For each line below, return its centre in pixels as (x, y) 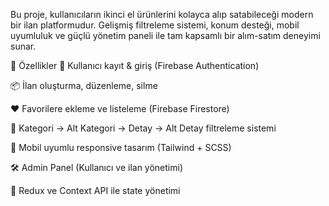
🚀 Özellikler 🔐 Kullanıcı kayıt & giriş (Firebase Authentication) (135, 65)
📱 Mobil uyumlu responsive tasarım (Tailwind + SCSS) (121, 147)
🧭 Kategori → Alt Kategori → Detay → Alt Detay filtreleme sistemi (143, 128)
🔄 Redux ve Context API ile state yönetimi (95, 190)
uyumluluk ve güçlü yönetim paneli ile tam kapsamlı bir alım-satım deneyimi (165, 35)
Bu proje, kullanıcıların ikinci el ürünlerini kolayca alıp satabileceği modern (162, 14)
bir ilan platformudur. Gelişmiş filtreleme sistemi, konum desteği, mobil (155, 25)
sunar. (23, 46)
